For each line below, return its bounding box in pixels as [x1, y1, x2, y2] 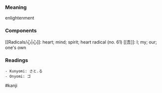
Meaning [5, 4, 27, 11]
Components [5, 27, 37, 34]
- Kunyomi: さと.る [5, 69, 43, 73]
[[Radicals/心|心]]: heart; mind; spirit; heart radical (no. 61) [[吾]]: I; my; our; [5, 39, 157, 45]
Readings [5, 57, 28, 64]
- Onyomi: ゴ [5, 74, 31, 79]
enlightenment [5, 15, 34, 21]
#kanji [5, 82, 18, 88]
